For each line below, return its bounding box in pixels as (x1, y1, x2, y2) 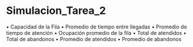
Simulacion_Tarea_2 (6, 4, 106, 17)
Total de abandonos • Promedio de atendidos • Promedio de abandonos (6, 35, 182, 42)
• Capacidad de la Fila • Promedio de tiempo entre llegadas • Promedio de (6, 23, 187, 30)
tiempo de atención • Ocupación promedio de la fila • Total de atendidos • (6, 29, 187, 36)
